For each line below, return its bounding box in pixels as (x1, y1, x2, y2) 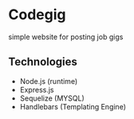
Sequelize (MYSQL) (19, 93, 85, 103)
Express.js (19, 85, 54, 94)
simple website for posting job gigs (8, 32, 124, 42)
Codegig (8, 6, 66, 24)
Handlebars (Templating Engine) (19, 101, 126, 111)
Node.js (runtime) (19, 76, 78, 85)
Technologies (8, 55, 78, 69)
